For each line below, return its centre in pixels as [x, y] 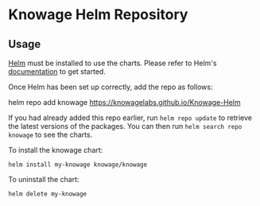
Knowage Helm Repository [98, 15]
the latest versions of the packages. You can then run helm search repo [125, 126]
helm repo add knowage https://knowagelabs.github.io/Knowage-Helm [124, 102]
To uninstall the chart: [44, 179]
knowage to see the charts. [50, 134]
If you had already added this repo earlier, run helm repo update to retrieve [130, 118]
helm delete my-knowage [48, 194]
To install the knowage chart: [56, 150]
